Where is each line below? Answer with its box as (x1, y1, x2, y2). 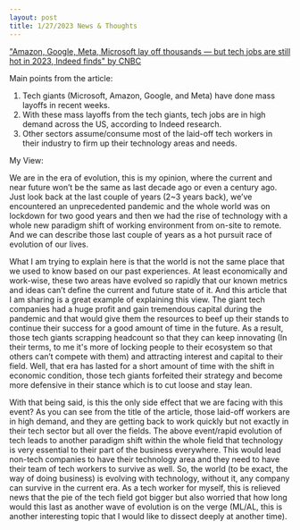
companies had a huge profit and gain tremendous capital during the (9, 303, 262, 314)
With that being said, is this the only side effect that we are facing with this (9, 397, 284, 408)
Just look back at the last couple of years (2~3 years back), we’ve (9, 191, 253, 202)
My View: (9, 155, 44, 165)
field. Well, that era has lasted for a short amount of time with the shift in (9, 360, 275, 371)
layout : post (9, 13, 58, 22)
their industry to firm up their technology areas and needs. (21, 138, 237, 148)
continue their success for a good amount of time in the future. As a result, (9, 323, 284, 333)
